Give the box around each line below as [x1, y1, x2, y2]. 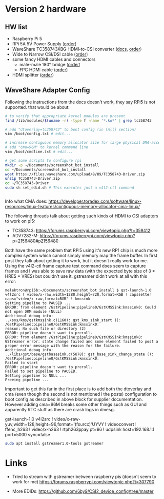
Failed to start [5, 361, 38, 365]
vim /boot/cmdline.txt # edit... [5, 150, 73, 154]
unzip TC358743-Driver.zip [5, 176, 60, 181]
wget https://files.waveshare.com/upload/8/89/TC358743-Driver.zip [5, 172, 145, 176]
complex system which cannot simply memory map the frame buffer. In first [5, 252, 158, 259]
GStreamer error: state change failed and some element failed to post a [5, 339, 159, 344]
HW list [5, 23, 28, 31]
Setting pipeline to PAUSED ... [5, 301, 71, 306]
